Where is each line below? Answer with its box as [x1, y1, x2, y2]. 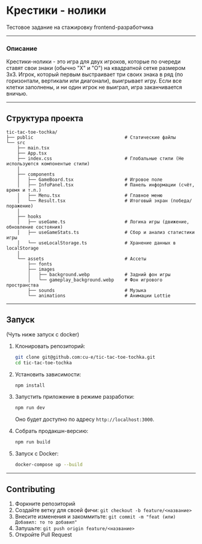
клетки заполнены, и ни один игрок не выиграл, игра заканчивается [6, 84, 182, 91]
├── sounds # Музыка [28, 288, 147, 294]
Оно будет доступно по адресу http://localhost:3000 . [14, 416, 155, 423]
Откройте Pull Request [14, 531, 72, 538]
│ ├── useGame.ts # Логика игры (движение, [17, 219, 189, 225]
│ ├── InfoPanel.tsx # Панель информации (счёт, [17, 182, 195, 188]
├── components [17, 171, 55, 178]
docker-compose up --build [14, 462, 83, 468]
